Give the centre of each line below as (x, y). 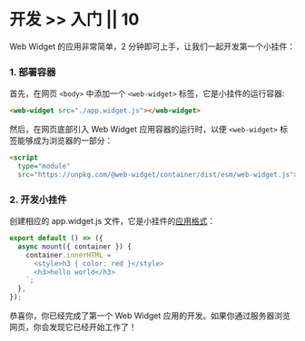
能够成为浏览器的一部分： (65, 141)
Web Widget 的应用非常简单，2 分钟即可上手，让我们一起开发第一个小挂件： (152, 46)
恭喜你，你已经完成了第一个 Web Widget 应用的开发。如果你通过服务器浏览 (150, 316)
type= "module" (44, 166)
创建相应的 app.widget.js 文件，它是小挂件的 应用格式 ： (113, 221)
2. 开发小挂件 (38, 200)
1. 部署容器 (33, 72)
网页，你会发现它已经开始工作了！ (73, 327)
